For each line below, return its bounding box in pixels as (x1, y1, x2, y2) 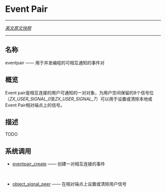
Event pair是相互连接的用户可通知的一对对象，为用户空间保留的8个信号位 (5, 90, 154, 96)
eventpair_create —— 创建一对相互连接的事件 (12, 161, 105, 167)
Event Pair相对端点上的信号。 (5, 102, 65, 108)
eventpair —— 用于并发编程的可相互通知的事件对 (5, 59, 105, 65)
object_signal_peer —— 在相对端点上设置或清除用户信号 (12, 181, 127, 187)
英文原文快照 (5, 25, 31, 31)
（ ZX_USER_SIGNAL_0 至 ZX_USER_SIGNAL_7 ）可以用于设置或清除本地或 (5, 96, 153, 102)
